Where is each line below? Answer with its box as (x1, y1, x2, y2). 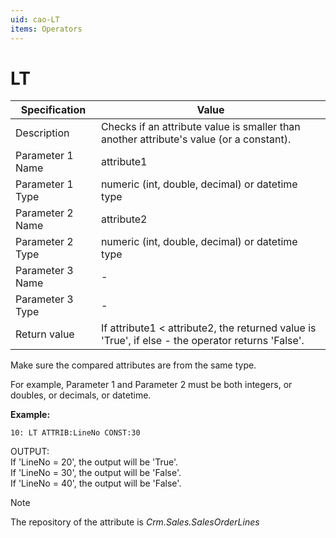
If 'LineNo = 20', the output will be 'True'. (10, 456, 179, 468)
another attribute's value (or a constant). (100, 132, 292, 146)
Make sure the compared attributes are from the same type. (10, 359, 257, 371)
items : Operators (10, 24, 83, 34)
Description (15, 126, 70, 140)
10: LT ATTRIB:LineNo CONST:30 (10, 428, 141, 438)
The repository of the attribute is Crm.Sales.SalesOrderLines (10, 516, 260, 528)
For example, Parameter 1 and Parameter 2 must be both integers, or (10, 379, 293, 391)
